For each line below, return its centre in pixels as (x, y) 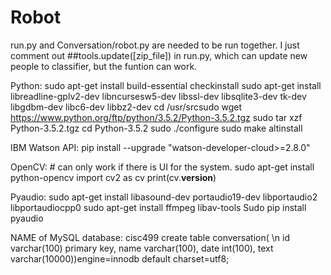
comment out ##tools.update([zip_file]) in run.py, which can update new (159, 55)
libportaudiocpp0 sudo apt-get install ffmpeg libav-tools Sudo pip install (158, 207)
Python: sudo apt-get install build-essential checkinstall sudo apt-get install (166, 85)
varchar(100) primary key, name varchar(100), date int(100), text (142, 248)
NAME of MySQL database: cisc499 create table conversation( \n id (150, 237)
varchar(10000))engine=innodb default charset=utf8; (120, 258)
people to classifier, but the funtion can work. (104, 66)
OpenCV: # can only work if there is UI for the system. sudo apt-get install (162, 167)
